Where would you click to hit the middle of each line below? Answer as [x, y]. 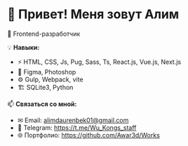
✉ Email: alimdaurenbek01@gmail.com [73, 120]
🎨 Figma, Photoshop [47, 72]
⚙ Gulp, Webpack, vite [50, 79]
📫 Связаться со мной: [42, 104]
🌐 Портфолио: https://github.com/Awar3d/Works [88, 135]
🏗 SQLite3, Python [45, 87]
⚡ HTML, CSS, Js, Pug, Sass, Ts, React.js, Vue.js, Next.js [99, 62]
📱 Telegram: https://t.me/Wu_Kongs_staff [77, 127]
